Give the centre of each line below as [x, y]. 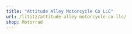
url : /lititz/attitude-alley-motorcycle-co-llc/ [66, 17]
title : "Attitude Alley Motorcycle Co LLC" [60, 11]
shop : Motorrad [25, 22]
